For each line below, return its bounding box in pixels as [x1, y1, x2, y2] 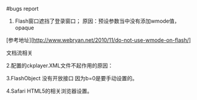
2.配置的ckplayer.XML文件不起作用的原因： [6, 62, 114, 69]
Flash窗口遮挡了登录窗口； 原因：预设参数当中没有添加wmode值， [14, 17, 180, 25]
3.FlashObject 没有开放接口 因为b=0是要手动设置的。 [6, 75, 138, 81]
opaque [14, 24, 34, 31]
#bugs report [6, 5, 39, 12]
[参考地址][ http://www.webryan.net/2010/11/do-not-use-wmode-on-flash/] [6, 37, 191, 44]
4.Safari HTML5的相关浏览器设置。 [6, 87, 93, 95]
